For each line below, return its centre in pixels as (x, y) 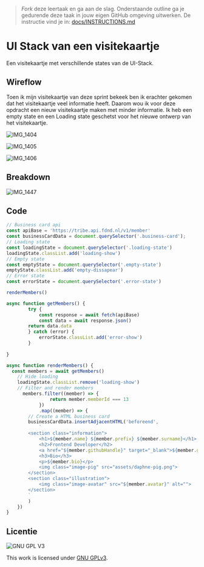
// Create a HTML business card (69, 416)
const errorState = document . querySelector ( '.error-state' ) (84, 282)
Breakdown (28, 177)
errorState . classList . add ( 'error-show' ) (90, 338)
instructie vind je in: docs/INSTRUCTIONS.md (78, 22)
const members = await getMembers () (58, 371)
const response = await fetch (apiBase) (89, 315)
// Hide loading (38, 377)
